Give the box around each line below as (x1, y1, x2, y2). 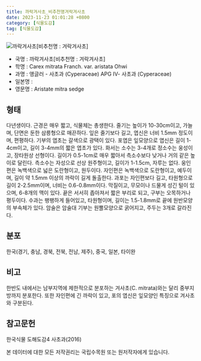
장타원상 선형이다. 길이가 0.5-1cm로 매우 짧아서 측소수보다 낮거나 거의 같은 (14, 152, 189, 159)
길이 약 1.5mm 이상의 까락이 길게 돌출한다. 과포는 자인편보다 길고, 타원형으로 (14, 175, 193, 182)
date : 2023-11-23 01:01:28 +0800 (6, 14, 90, 20)
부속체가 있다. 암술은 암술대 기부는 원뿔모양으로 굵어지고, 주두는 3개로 (12, 204, 176, 212)
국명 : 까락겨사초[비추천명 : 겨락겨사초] (14, 55, 106, 63)
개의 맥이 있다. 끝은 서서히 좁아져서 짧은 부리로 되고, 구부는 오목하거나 (28, 189, 191, 197)
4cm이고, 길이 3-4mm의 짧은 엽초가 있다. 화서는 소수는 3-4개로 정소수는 (6, 145, 177, 152)
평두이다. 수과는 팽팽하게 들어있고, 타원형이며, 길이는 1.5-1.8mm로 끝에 (6, 197, 172, 204)
